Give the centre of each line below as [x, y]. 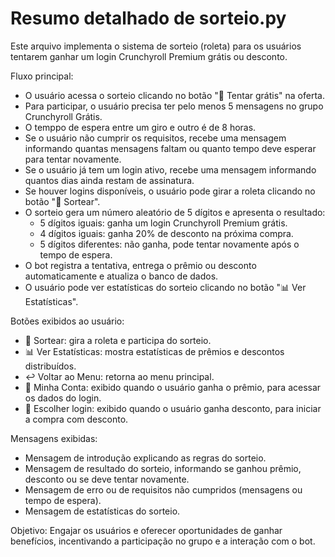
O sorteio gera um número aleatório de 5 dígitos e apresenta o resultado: [175, 212]
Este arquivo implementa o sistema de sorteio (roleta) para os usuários [156, 46]
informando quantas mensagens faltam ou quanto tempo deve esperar [170, 148]
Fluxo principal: [42, 76]
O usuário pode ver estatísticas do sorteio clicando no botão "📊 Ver [165, 287]
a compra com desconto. [76, 419]
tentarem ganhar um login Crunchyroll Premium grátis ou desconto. [149, 56]
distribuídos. [50, 366]
